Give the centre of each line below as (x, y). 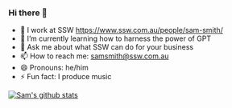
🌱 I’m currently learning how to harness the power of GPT (116, 38)
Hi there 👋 (28, 13)
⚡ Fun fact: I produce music (66, 77)
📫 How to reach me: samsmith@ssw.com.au (94, 56)
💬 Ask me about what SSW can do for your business (107, 47)
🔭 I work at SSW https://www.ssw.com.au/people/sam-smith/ (122, 30)
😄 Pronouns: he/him (54, 68)
